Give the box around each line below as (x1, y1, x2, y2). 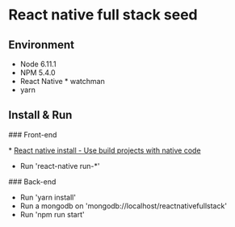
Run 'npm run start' (19, 209, 85, 219)
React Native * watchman (19, 77, 105, 86)
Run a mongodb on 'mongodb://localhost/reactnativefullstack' (19, 200, 228, 211)
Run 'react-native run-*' (19, 161, 100, 170)
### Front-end (8, 129, 57, 139)
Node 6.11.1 (19, 59, 57, 69)
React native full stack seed (8, 6, 198, 24)
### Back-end (8, 176, 57, 187)
